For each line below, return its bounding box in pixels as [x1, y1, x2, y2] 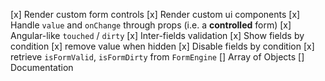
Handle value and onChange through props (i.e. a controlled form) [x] [10, 19, 292, 31]
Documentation [10, 62, 74, 73]
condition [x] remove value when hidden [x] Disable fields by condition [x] [10, 40, 315, 52]
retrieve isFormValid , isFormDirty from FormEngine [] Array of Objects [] [10, 51, 305, 63]
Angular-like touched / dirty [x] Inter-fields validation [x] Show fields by [10, 30, 305, 41]
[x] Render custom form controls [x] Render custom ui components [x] [10, 9, 301, 20]
